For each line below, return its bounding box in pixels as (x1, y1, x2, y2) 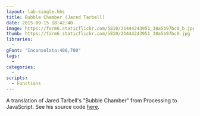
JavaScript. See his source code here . (6, 104, 100, 110)
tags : (6, 53, 20, 59)
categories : (6, 64, 36, 70)
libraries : (6, 36, 33, 42)
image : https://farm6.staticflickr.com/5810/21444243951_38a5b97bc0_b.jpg (6, 25, 196, 32)
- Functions (11, 81, 42, 87)
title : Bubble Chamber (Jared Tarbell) (6, 14, 105, 20)
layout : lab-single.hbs (6, 8, 65, 15)
